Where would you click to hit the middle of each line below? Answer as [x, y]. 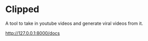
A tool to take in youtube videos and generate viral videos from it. [74, 23]
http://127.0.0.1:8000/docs [33, 33]
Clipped [22, 9]
